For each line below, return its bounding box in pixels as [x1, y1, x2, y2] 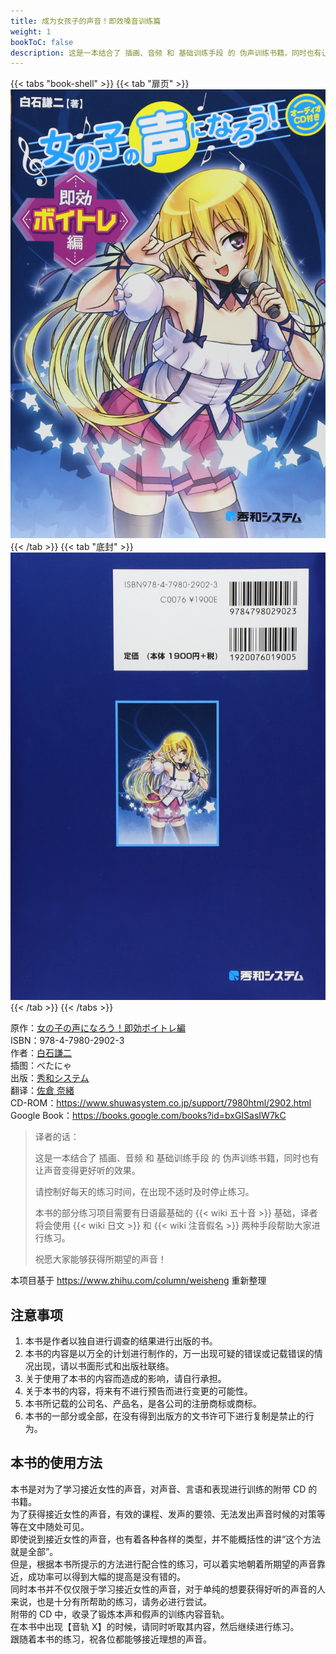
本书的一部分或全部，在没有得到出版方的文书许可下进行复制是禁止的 [24, 1410, 306, 1422]
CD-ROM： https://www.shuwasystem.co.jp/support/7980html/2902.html [10, 1097, 312, 1109]
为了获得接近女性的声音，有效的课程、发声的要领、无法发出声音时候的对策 [10, 1508, 317, 1520]
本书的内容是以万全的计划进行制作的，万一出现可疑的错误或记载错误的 [24, 1347, 315, 1359]
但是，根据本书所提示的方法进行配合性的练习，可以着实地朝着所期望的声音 [10, 1558, 317, 1570]
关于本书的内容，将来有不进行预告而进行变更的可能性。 [24, 1385, 253, 1397]
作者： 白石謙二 [10, 1047, 72, 1059]
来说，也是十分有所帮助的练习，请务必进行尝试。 [10, 1595, 212, 1607]
